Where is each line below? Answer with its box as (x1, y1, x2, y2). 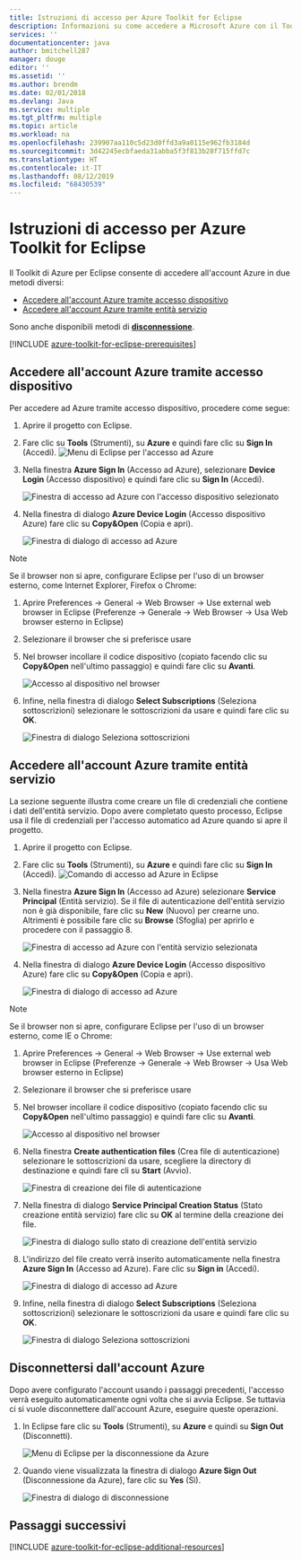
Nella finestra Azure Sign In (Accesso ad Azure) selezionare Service (21, 886, 276, 897)
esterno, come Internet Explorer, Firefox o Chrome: (9, 580, 197, 591)
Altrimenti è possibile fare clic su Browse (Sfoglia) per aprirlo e (21, 915, 255, 925)
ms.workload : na (9, 130, 70, 139)
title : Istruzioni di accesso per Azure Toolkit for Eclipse (9, 13, 243, 22)
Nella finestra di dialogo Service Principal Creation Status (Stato (21, 1199, 263, 1210)
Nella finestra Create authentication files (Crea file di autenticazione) (21, 1145, 280, 1156)
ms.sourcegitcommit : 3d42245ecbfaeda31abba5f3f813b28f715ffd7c (9, 146, 251, 155)
